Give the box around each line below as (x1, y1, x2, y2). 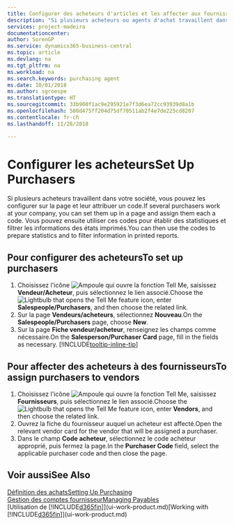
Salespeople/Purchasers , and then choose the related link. (17, 303, 188, 312)
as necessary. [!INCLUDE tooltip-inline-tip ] (17, 340, 139, 349)
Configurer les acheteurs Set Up (7, 156, 195, 172)
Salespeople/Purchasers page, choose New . (17, 318, 148, 326)
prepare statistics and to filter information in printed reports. (7, 231, 180, 240)
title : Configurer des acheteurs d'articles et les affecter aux (7, 10, 201, 17)
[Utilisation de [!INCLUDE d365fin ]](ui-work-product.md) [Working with (7, 503, 209, 511)
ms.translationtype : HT (7, 95, 77, 102)
